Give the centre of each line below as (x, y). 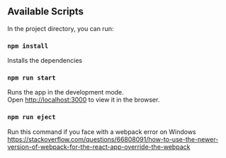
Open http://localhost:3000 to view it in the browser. (84, 100)
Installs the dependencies (45, 61)
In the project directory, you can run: (61, 28)
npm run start (32, 78)
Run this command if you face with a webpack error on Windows (102, 132)
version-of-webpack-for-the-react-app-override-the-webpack (99, 147)
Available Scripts (45, 12)
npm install (28, 46)
